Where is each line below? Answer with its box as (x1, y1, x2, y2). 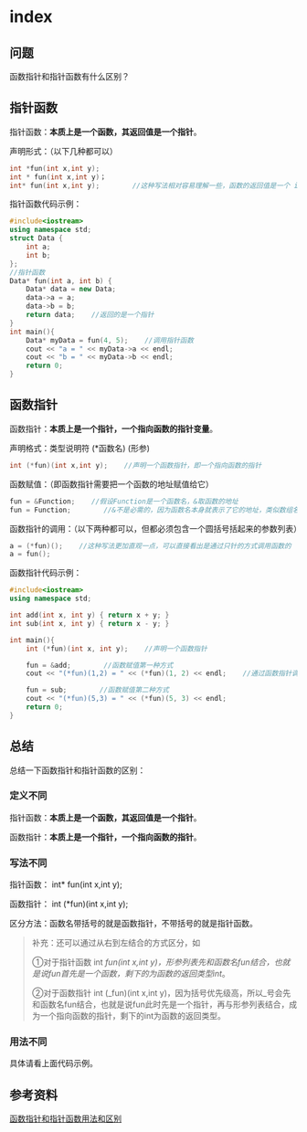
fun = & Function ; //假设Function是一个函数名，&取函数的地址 (9, 496, 239, 506)
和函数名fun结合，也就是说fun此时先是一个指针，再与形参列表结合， (31, 999, 290, 1010)
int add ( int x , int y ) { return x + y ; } (9, 610, 170, 619)
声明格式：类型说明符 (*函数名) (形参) (9, 442, 151, 453)
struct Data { (9, 234, 64, 243)
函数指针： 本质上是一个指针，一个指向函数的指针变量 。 (9, 423, 217, 434)
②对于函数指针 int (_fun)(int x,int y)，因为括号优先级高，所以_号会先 (31, 988, 291, 999)
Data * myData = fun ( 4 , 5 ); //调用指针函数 (26, 335, 195, 344)
